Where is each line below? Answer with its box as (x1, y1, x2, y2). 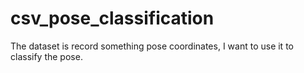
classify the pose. (10, 50, 83, 62)
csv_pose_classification (10, 7, 215, 30)
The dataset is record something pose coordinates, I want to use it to (10, 40, 294, 52)
